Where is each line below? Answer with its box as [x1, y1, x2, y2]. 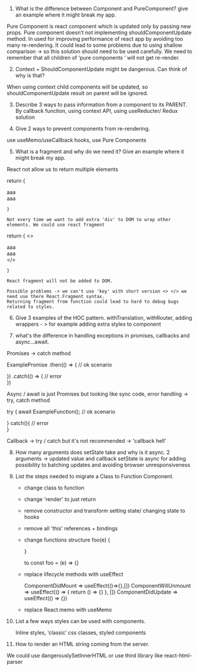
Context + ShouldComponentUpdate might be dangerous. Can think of [15, 66, 187, 73]
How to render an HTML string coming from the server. [15, 641, 150, 647]
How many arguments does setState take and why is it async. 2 [15, 449, 170, 456]
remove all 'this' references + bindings [24, 525, 118, 531]
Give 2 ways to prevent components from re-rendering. [15, 125, 150, 132]
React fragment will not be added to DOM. [7, 278, 113, 284]
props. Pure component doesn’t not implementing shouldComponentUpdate [7, 29, 191, 36]
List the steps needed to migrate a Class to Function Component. [15, 473, 174, 479]
